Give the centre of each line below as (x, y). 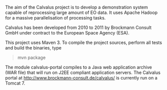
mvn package (31, 57)
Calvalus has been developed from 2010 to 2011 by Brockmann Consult (78, 27)
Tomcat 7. (15, 83)
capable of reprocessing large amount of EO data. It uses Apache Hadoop (81, 12)
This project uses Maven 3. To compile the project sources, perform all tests (84, 42)
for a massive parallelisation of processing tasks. (55, 18)
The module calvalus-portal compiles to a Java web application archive (79, 67)
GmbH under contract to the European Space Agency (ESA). (67, 33)
